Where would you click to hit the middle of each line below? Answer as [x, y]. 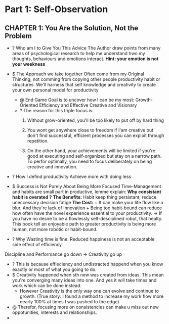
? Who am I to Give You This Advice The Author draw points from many [86, 48]
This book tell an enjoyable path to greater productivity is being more [84, 224]
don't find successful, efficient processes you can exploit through [96, 135]
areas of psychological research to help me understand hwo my [78, 53]
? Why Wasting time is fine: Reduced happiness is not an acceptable [83, 239]
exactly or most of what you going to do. [54, 269]
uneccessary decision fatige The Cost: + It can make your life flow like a [88, 202]
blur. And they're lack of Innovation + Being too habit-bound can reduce [87, 208]
